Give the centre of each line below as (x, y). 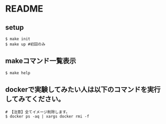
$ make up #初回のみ (25, 44)
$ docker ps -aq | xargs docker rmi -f (47, 116)
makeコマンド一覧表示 (41, 61)
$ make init (18, 39)
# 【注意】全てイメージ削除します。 (37, 112)
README (24, 9)
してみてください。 (35, 99)
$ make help (18, 73)
